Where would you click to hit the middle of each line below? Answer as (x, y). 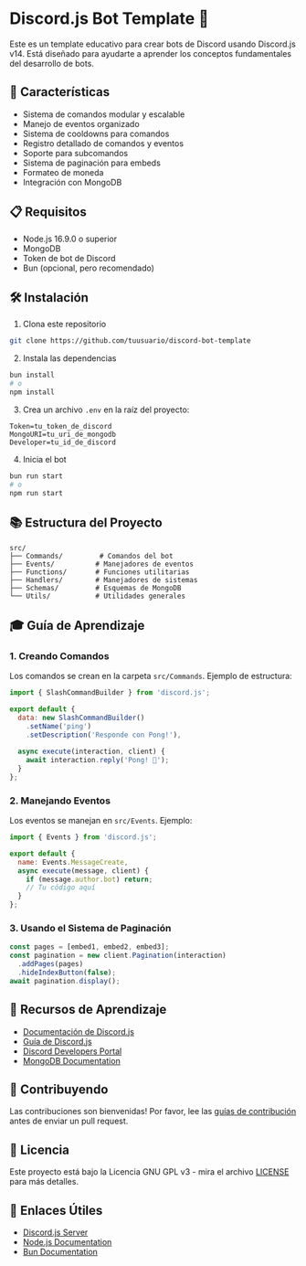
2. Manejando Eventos (60, 801)
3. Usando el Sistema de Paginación (90, 928)
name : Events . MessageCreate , (73, 862)
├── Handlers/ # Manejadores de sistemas (104, 580)
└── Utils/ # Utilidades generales (97, 596)
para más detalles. (44, 1182)
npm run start (37, 493)
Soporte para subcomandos (75, 153)
